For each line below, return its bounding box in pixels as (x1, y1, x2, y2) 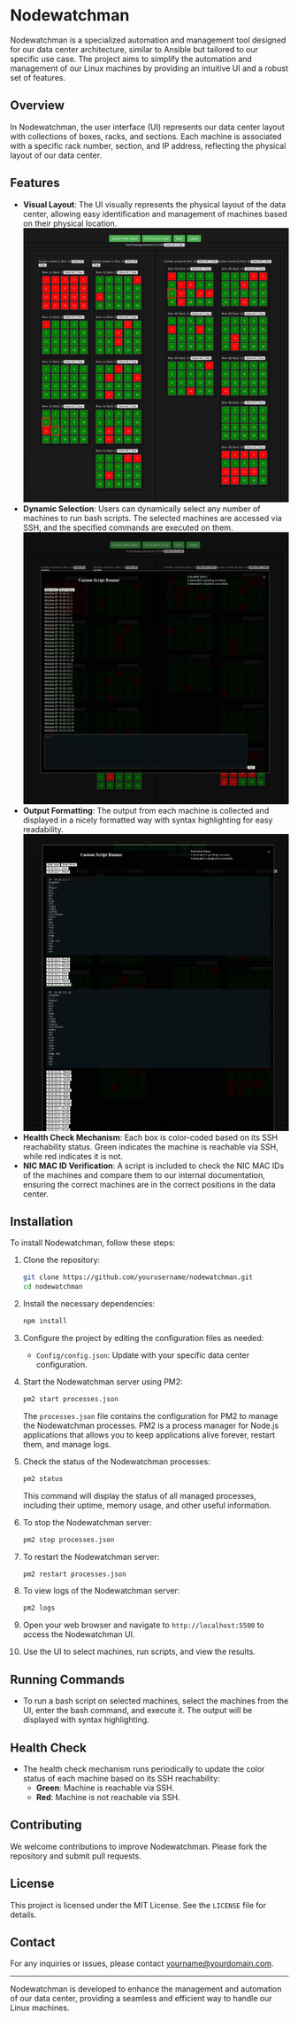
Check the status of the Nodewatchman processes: (22, 1455, 210, 1467)
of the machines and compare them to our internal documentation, (22, 1169, 266, 1180)
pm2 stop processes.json (22, 1535, 115, 1544)
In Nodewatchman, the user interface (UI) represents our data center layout (10, 121, 286, 132)
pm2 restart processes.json (22, 1570, 126, 1579)
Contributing (10, 1818, 82, 1833)
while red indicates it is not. (22, 1150, 123, 1161)
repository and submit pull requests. (10, 1850, 142, 1861)
